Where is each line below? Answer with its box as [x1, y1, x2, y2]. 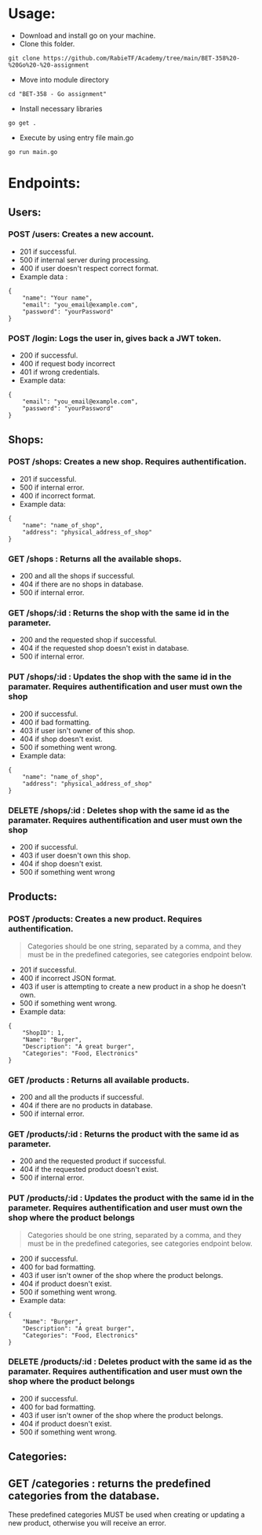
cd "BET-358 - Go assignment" [8, 90, 107, 98]
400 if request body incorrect [19, 359, 115, 369]
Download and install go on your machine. [19, 31, 156, 40]
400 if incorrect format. [19, 490, 96, 500]
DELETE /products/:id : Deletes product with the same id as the [8, 1357, 253, 1368]
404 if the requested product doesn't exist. [19, 1165, 159, 1174]
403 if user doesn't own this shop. [19, 850, 131, 860]
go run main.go [8, 148, 58, 156]
